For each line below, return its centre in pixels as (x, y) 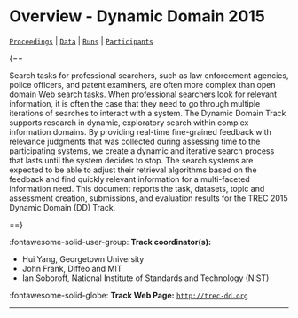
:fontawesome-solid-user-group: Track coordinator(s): (110, 242)
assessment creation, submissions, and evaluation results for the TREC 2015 (149, 198)
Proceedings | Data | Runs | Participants (81, 41)
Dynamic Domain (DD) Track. (63, 207)
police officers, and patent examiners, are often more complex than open (142, 84)
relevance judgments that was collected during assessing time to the (135, 141)
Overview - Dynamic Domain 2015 (137, 16)
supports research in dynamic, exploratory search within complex (129, 123)
